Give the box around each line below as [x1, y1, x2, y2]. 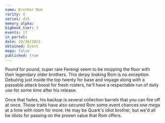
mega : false [5, 48, 30, 53]
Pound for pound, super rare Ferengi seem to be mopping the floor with [5, 66, 150, 72]
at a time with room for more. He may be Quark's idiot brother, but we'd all [5, 107, 156, 113]
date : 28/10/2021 [5, 39, 41, 44]
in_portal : [5, 35, 28, 40]
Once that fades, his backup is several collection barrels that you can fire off [5, 97, 160, 103]
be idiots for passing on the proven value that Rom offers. [5, 113, 122, 119]
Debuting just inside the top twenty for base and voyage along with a [5, 77, 145, 83]
